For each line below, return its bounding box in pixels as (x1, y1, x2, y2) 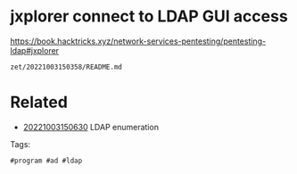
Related (10, 92, 68, 112)
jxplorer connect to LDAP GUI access (10, 6, 288, 27)
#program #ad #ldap (10, 156, 83, 165)
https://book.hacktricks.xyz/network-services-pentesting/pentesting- (10, 36, 267, 46)
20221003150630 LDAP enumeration (22, 121, 160, 132)
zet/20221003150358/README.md (10, 62, 123, 71)
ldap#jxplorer (10, 45, 60, 55)
